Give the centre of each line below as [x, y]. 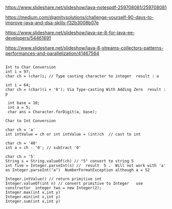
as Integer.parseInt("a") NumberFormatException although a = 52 [78, 170]
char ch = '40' [21, 143]
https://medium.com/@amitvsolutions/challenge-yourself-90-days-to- [80, 17]
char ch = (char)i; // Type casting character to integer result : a [82, 76]
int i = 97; [18, 72]
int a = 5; [19, 107]
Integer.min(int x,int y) [33, 197]
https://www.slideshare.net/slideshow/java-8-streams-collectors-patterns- [84, 48]
